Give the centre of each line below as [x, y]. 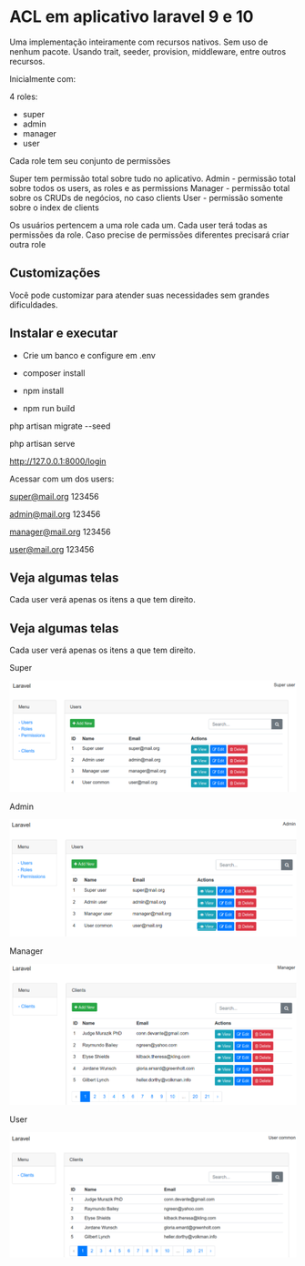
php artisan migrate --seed [60, 426]
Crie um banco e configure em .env [89, 355]
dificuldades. [34, 304]
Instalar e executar [64, 334]
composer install [54, 373]
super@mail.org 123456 [55, 496]
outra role [28, 244]
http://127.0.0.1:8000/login [58, 461]
